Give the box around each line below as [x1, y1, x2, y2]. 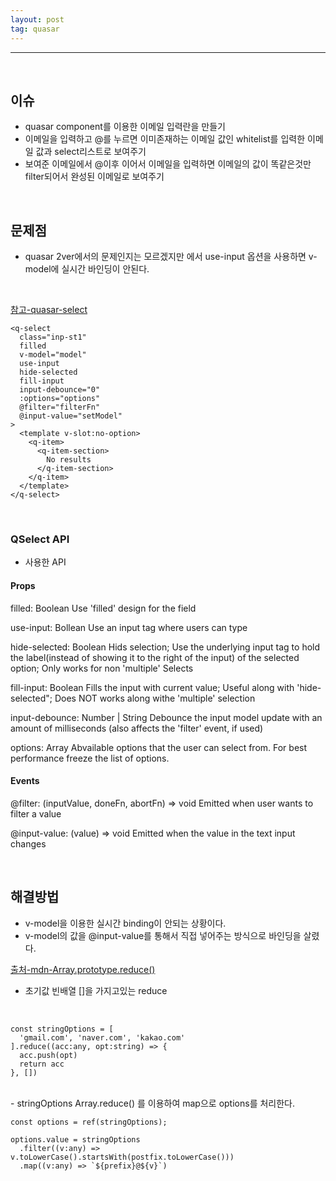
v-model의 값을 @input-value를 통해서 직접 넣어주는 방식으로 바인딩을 [24, 929, 302, 941]
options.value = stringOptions [10, 1134, 141, 1145]
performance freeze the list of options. [10, 752, 170, 764]
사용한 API [24, 556, 67, 568]
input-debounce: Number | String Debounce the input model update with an [10, 711, 323, 723]
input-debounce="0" [19, 385, 101, 395]
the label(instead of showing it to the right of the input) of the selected [10, 651, 300, 663]
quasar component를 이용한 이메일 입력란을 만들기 [24, 121, 226, 133]
